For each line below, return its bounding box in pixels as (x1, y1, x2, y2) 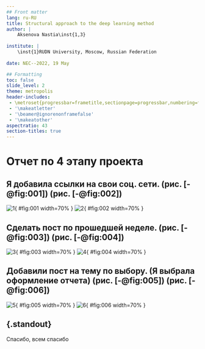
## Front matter (6, 9, 48, 15)
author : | (6, 26, 32, 32)
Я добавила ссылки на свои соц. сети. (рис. (6, 179, 182, 189)
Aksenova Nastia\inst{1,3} (17, 32, 86, 38)
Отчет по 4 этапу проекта (6, 154, 143, 168)
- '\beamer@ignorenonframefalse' (9, 111, 95, 117)
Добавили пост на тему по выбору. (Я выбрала (6, 266, 195, 276)
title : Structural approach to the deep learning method (6, 20, 154, 26)
